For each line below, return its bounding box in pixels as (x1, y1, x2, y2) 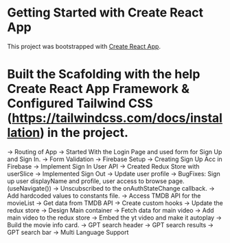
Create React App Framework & (7, 81, 190, 97)
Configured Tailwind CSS (7, 96, 153, 112)
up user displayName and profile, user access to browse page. (7, 177, 185, 185)
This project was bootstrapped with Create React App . (7, 42, 161, 50)
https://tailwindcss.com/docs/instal (12, 110, 223, 126)
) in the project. (40, 125, 129, 140)
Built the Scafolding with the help (7, 67, 200, 82)
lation (7, 125, 41, 140)
